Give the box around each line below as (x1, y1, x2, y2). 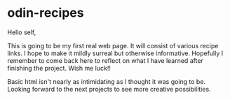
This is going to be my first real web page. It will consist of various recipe (7, 41, 219, 50)
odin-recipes (7, 5, 84, 21)
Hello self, (7, 28, 36, 36)
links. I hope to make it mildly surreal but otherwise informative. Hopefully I (7, 49, 224, 57)
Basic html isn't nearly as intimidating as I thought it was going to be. (7, 77, 205, 85)
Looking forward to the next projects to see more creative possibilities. (7, 85, 212, 93)
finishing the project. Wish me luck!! (7, 64, 111, 72)
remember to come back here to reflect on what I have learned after (7, 56, 203, 64)
